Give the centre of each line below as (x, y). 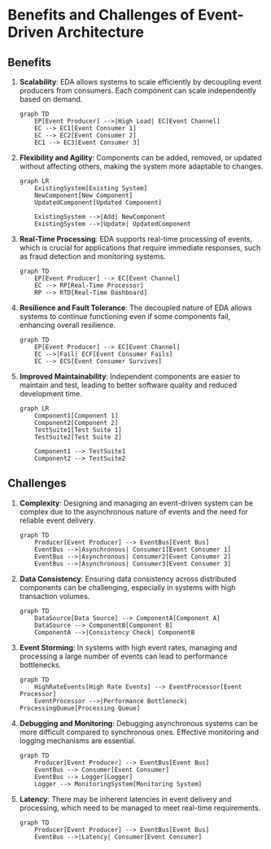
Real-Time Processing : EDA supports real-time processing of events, (136, 239)
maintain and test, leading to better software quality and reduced (128, 385)
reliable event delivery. (57, 520)
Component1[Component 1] (76, 416)
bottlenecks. (40, 664)
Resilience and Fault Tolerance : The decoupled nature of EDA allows (135, 308)
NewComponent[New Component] (84, 195)
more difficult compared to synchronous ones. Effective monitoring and (139, 732)
